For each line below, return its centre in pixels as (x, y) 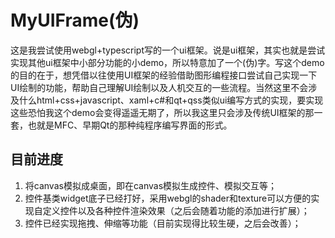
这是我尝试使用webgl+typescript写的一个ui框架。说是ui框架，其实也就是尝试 (168, 50)
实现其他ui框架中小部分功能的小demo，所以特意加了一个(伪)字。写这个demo (167, 62)
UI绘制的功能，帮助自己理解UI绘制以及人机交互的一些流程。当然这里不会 (159, 87)
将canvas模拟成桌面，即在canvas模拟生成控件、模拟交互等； (151, 185)
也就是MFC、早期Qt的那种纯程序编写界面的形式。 (130, 125)
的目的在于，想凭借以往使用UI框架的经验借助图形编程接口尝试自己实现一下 (164, 75)
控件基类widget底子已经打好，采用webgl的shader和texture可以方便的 (168, 198)
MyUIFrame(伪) (75, 20)
